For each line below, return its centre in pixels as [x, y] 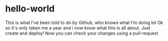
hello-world [30, 9]
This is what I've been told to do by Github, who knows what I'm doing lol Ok [84, 22]
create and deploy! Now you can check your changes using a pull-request [82, 33]
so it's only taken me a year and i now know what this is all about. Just [78, 27]
